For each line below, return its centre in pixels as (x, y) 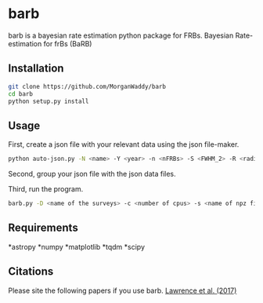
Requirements (43, 228)
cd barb (21, 94)
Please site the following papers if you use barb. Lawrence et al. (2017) (122, 290)
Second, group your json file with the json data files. (92, 174)
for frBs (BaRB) (68, 43)
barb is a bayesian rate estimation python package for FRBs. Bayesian (121, 35)
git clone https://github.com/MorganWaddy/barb (87, 86)
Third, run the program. (46, 189)
